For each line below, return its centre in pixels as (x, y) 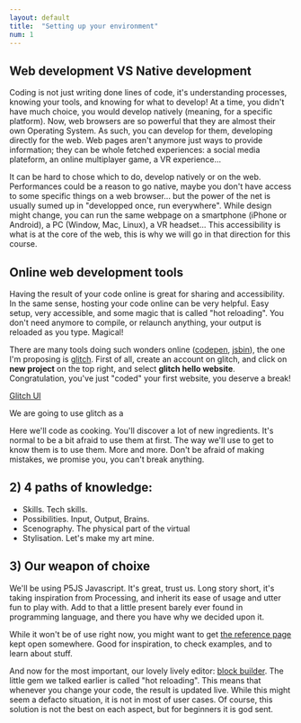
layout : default (40, 18)
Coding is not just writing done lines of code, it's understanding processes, (148, 93)
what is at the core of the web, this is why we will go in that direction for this (150, 234)
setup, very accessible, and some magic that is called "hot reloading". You (147, 313)
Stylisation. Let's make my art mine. (88, 538)
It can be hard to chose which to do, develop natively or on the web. (135, 177)
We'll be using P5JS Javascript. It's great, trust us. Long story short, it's (142, 588)
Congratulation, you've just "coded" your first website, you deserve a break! (150, 378)
